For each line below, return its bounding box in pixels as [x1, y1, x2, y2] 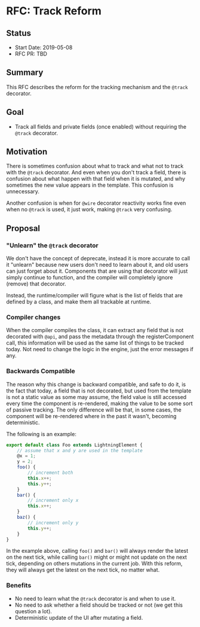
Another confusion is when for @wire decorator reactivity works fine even [6, 199, 186, 207]
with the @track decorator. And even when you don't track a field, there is [6, 169, 187, 176]
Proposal [6, 223, 41, 233]
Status [6, 28, 32, 38]
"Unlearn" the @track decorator [6, 241, 99, 249]
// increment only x [27, 498, 79, 504]
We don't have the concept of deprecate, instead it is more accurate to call [6, 255, 190, 262]
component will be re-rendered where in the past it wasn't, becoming [6, 412, 177, 419]
